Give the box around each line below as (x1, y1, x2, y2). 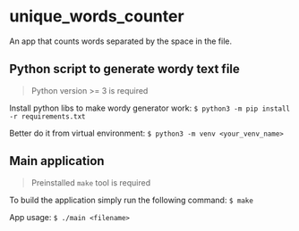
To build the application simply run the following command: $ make (9, 194, 253, 205)
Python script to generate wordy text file (9, 62, 240, 77)
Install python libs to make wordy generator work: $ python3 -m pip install (9, 103, 291, 113)
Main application (9, 153, 105, 169)
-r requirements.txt (9, 111, 87, 121)
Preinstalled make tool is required (30, 177, 151, 188)
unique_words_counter (9, 6, 185, 27)
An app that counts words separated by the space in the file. (9, 36, 233, 46)
